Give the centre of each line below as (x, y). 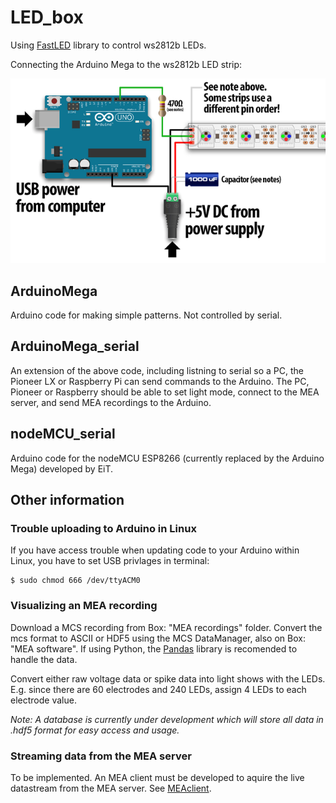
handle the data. (44, 659)
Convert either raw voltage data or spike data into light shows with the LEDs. (168, 678)
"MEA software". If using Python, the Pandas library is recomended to (154, 648)
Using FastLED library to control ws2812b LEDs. (108, 45)
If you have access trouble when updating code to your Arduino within (155, 550)
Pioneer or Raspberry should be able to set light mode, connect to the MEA (165, 392)
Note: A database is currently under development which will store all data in (167, 719)
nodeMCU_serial (63, 434)
